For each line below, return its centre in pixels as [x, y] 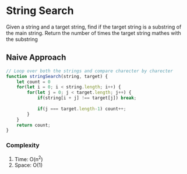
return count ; [33, 125]
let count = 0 [33, 82]
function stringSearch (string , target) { [57, 76]
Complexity [23, 145]
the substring [22, 39]
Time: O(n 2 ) [29, 158]
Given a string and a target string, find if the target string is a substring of [94, 27]
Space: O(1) [29, 165]
